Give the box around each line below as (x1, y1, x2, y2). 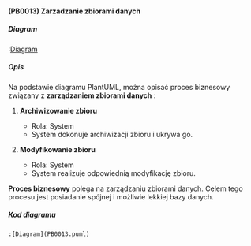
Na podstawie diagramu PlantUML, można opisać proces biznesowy (8, 82, 230, 91)
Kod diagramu (8, 210, 57, 220)
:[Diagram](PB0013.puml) (8, 229, 90, 238)
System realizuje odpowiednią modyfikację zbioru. (31, 168, 196, 177)
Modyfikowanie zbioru (19, 144, 96, 154)
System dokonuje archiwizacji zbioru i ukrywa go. (31, 129, 193, 139)
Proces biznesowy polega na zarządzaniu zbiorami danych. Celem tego (8, 184, 243, 193)
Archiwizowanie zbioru (19, 106, 97, 115)
